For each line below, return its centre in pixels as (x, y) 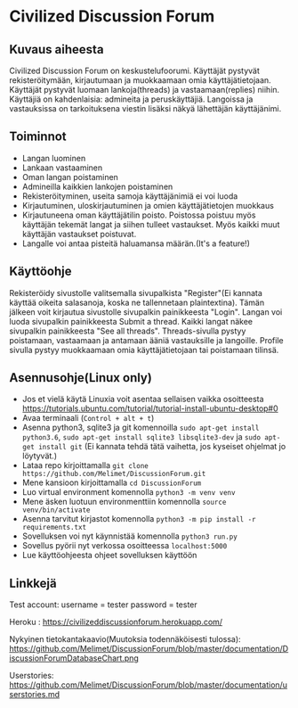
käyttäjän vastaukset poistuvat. (79, 234)
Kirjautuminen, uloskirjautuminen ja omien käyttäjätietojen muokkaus (148, 205)
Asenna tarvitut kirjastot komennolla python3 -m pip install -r (139, 519)
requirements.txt (54, 528)
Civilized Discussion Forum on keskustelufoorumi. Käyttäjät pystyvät (135, 70)
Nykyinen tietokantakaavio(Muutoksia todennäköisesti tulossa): (125, 639)
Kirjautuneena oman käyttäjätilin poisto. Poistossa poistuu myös (139, 215)
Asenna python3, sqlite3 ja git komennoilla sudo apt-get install (141, 428)
